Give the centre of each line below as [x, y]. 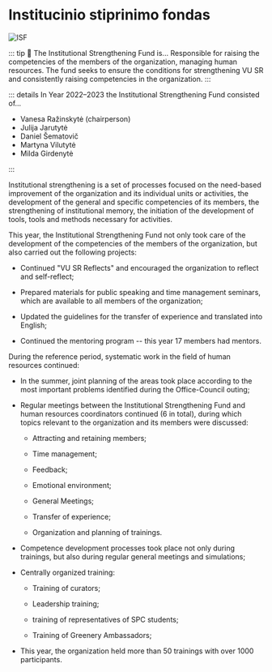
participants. [41, 659]
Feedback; [50, 469]
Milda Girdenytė [47, 153]
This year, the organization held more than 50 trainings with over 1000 [137, 651]
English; [33, 325]
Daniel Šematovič [49, 136]
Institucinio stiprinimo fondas [109, 15]
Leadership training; [66, 604]
